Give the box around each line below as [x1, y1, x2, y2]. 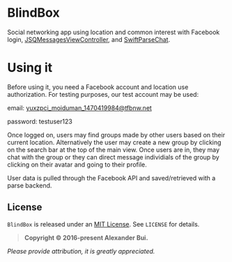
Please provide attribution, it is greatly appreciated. [7, 247, 155, 255]
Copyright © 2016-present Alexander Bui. [24, 233, 148, 242]
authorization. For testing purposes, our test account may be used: [7, 90, 199, 98]
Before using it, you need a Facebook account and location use [7, 82, 189, 91]
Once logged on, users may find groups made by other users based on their [7, 130, 225, 139]
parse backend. [7, 181, 52, 190]
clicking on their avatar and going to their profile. [7, 160, 148, 169]
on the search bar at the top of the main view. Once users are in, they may [7, 145, 220, 154]
